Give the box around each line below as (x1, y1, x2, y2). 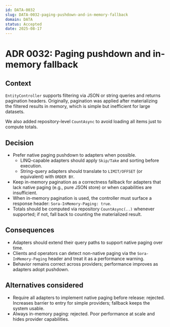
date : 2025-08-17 (5, 26, 42, 31)
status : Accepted (5, 21, 42, 27)
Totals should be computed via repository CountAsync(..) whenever (12, 206, 155, 212)
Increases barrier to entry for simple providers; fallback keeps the (12, 300, 150, 306)
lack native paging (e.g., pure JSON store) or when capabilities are (12, 184, 152, 190)
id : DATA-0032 (5, 7, 36, 13)
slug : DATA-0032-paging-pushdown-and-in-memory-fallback (5, 12, 128, 17)
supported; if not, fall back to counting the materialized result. (12, 211, 142, 217)
